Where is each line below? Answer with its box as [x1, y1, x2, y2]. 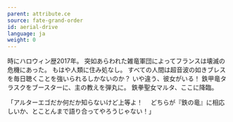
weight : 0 [7, 37, 37, 44]
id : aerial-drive [7, 23, 58, 30]
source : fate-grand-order [7, 17, 83, 24]
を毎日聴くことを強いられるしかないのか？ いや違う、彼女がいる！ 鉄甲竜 [7, 75, 220, 83]
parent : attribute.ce [7, 10, 71, 18]
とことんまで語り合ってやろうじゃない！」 [31, 107, 156, 116]
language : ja [7, 30, 46, 37]
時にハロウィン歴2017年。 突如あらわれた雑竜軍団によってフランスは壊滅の [7, 57, 225, 66]
